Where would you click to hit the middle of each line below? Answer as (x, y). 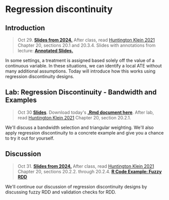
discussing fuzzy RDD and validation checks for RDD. (61, 192)
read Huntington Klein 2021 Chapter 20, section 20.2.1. (74, 117)
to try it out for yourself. (30, 138)
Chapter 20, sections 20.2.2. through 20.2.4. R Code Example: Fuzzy (90, 171)
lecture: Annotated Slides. (45, 51)
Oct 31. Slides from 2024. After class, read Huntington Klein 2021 (86, 166)
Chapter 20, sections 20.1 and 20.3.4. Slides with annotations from (87, 45)
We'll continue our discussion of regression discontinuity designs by (76, 186)
